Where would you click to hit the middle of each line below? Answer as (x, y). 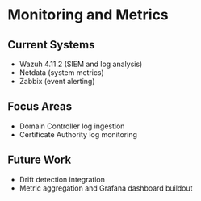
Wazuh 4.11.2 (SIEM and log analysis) (81, 64)
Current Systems (51, 45)
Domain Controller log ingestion (72, 126)
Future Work (40, 160)
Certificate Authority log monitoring (78, 134)
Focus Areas (40, 107)
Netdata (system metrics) (61, 73)
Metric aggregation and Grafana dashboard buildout (106, 188)
